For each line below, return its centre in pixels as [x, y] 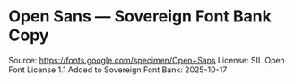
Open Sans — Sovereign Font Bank [140, 17]
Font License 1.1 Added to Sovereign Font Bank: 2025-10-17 [118, 70]
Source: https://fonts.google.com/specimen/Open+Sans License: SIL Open [147, 60]
